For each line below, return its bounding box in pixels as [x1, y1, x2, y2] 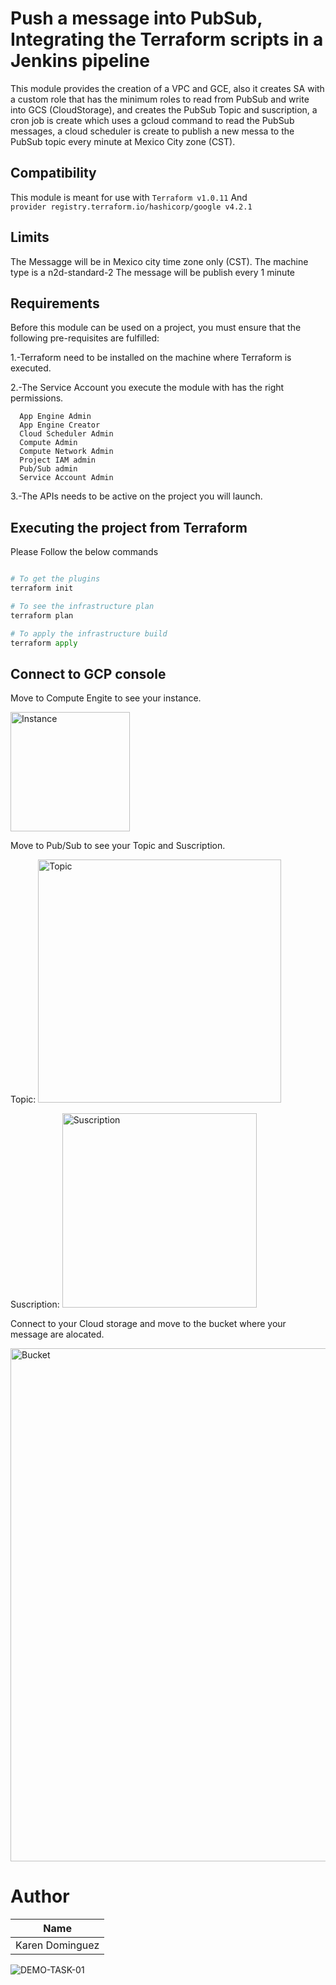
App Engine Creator [19, 420, 101, 431]
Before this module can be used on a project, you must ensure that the [10, 322, 302, 334]
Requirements [10, 295, 100, 312]
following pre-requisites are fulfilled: [10, 332, 160, 344]
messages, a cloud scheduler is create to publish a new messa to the [10, 125, 295, 137]
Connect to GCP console [10, 665, 167, 682]
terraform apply [10, 638, 78, 648]
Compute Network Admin [19, 447, 114, 457]
